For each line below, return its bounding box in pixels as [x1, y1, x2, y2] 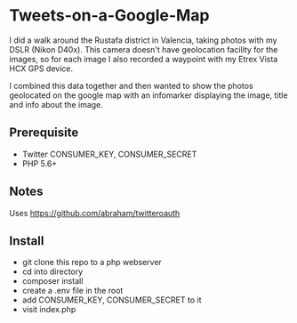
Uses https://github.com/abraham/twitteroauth [9, 207, 181, 218]
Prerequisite [9, 125, 79, 141]
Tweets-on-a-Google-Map [9, 5, 211, 26]
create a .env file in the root [21, 286, 124, 296]
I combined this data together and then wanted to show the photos [9, 80, 253, 91]
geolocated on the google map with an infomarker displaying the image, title [9, 90, 288, 101]
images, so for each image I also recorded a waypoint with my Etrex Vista [9, 53, 278, 64]
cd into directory [21, 266, 84, 277]
